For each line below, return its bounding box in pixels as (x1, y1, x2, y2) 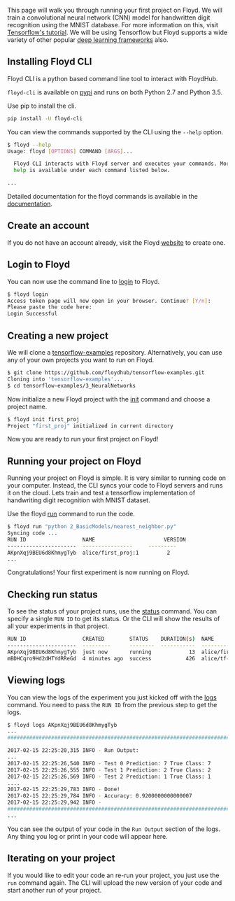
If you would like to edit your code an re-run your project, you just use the (7, 871, 220, 879)
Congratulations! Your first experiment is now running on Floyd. (7, 568, 190, 576)
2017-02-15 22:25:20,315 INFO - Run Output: (7, 747, 139, 754)
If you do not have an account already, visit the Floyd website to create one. (7, 238, 226, 247)
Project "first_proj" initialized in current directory (7, 423, 173, 430)
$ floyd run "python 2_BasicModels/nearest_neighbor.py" (7, 523, 177, 530)
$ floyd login (7, 290, 49, 298)
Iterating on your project (7, 853, 115, 865)
